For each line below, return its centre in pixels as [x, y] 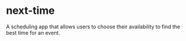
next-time [31, 11]
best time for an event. [33, 32]
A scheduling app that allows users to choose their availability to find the [93, 27]
